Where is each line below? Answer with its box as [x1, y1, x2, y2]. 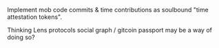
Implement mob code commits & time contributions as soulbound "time [7, 6, 209, 14]
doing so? [7, 33, 36, 41]
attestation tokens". [7, 13, 62, 21]
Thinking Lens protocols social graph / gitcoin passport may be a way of [7, 26, 212, 34]
